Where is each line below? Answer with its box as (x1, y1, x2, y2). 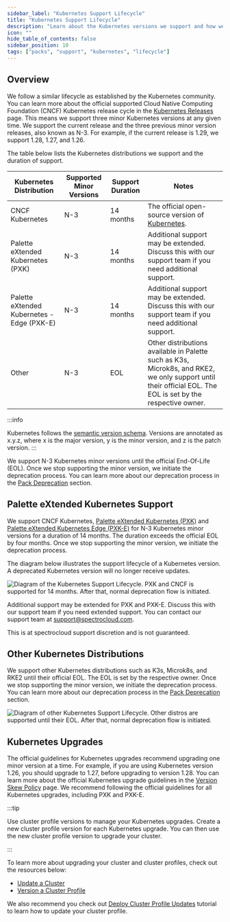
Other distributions (147, 338, 208, 347)
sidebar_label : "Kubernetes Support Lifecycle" (7, 10, 146, 17)
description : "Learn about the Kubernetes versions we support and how (7, 23, 216, 30)
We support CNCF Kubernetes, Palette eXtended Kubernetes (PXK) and (7, 516, 209, 525)
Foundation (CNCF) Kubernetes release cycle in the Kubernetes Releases (7, 106, 214, 115)
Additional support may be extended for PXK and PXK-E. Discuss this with (7, 600, 216, 608)
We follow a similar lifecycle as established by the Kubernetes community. (7, 92, 216, 100)
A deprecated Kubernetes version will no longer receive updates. (7, 566, 190, 575)
